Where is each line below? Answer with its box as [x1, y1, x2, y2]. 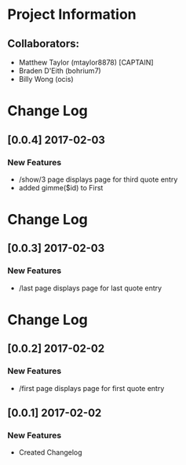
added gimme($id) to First [18, 183, 104, 192]
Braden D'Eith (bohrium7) [18, 66, 101, 76]
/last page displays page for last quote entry [18, 283, 162, 293]
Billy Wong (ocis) [18, 75, 74, 83]
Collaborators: [7, 37, 80, 50]
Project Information [7, 6, 137, 24]
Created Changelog [18, 448, 83, 457]
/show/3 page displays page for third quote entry [18, 175, 178, 184]
